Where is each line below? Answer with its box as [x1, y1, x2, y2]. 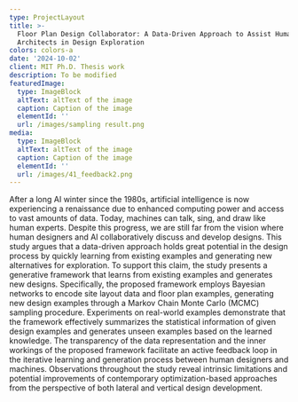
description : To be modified [9, 71, 117, 80]
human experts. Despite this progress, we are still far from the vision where [9, 223, 284, 233]
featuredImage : [9, 79, 66, 88]
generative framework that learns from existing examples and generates [9, 270, 273, 280]
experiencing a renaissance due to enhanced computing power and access [9, 203, 285, 214]
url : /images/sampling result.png [17, 121, 145, 130]
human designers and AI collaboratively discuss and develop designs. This [9, 232, 282, 242]
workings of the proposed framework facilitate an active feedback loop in [9, 345, 278, 356]
